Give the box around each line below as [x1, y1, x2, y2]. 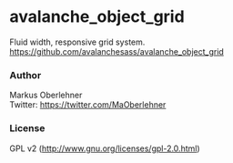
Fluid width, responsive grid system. [9, 36, 146, 47]
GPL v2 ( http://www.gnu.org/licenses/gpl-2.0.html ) [9, 143, 200, 154]
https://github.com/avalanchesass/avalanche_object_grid [9, 46, 225, 56]
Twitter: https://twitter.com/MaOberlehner [9, 99, 167, 110]
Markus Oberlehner [9, 89, 83, 101]
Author [9, 68, 42, 81]
